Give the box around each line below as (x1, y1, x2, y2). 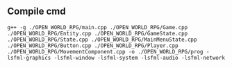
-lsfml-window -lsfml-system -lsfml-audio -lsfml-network (53, 54, 226, 61)
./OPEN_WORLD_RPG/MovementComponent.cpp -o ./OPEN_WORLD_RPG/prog (7, 48, 204, 55)
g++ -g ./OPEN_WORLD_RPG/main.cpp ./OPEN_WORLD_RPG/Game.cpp (7, 24, 188, 31)
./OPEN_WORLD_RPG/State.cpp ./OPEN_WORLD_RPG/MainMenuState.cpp (7, 36, 197, 43)
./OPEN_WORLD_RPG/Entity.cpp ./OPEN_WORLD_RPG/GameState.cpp (7, 30, 188, 37)
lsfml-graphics (7, 54, 51, 61)
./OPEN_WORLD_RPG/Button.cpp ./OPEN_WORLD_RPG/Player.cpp (7, 42, 179, 49)
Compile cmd (7, 6, 66, 17)
